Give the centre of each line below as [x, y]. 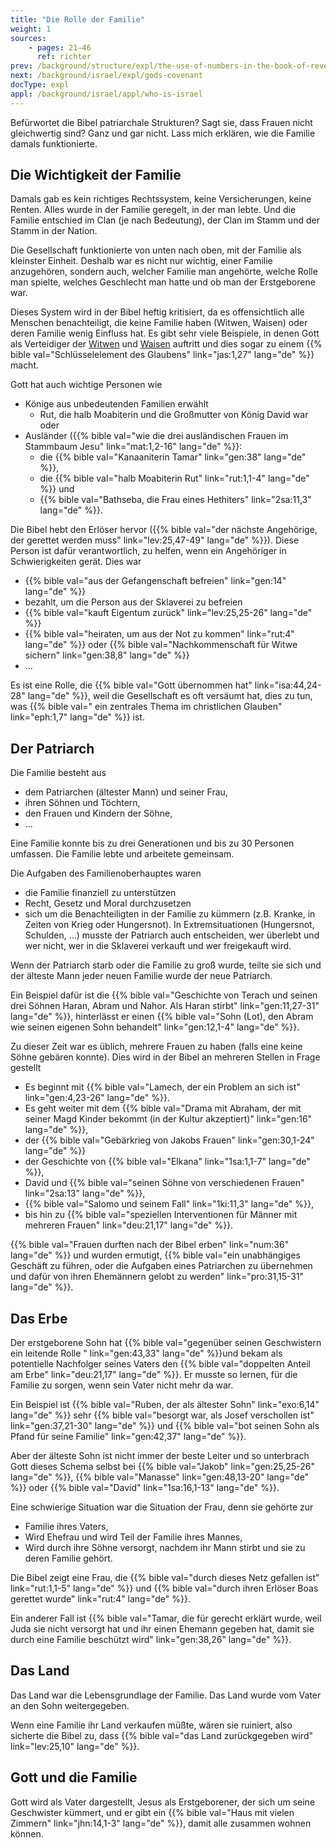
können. [27, 1833]
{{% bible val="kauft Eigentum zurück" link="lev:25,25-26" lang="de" [168, 613]
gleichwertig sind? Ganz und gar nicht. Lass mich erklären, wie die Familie [163, 133]
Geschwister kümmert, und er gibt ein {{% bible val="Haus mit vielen [152, 1812]
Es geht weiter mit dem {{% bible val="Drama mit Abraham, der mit [163, 1108]
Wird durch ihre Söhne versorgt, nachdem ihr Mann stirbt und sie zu [165, 1548]
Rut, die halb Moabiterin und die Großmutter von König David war [174, 415]
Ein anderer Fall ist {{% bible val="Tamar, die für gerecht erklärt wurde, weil [166, 1618]
